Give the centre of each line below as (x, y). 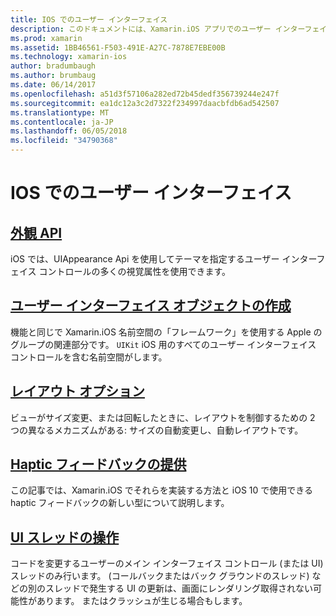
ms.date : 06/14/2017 (53, 85)
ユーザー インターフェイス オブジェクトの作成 (151, 306)
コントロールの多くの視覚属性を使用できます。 (135, 271)
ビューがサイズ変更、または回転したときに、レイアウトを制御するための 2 (163, 417)
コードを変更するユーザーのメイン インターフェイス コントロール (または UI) (167, 563)
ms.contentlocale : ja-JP (62, 122)
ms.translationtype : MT (60, 112)
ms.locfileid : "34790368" (64, 141)
